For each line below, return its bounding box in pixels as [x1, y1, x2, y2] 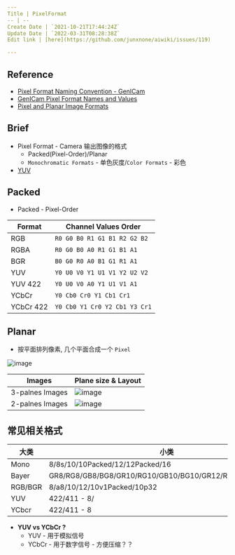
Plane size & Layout [74, 376, 141, 386]
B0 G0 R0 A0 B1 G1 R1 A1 [55, 257, 138, 265]
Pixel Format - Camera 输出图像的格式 [17, 142, 127, 150]
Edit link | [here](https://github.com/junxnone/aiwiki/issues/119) [7, 36, 211, 44]
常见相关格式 [7, 424, 63, 436]
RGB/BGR [10, 482, 43, 492]
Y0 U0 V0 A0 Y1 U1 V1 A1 [55, 280, 138, 288]
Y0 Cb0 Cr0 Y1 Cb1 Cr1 [55, 291, 131, 299]
